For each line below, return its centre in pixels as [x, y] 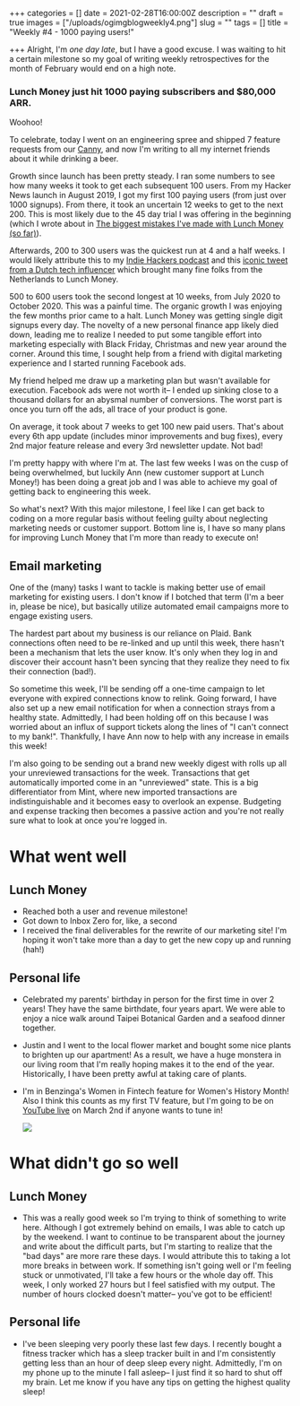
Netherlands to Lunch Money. [64, 279]
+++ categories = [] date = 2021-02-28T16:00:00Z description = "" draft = [146, 13]
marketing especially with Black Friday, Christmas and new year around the [148, 344]
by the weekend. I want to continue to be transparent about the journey [154, 1237]
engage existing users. [51, 616]
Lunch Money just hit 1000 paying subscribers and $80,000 [142, 91]
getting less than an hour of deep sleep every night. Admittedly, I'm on [152, 1363]
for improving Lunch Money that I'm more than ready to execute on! [134, 538]
